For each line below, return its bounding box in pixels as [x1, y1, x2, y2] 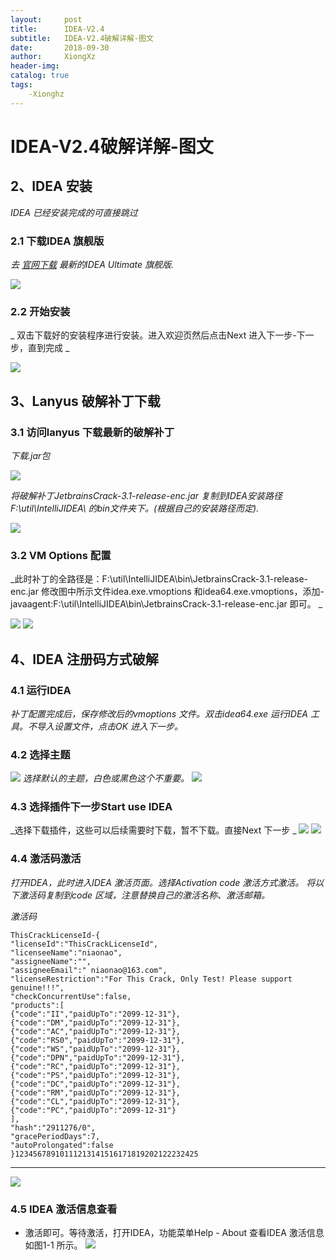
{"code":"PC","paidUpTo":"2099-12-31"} [10, 1105, 177, 1115]
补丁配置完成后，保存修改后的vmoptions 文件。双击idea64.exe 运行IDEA [10, 707, 309, 720]
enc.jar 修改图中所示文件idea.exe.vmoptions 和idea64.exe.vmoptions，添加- [10, 586, 325, 598]
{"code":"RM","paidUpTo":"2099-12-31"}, [10, 1087, 182, 1098]
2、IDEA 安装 [10, 178, 93, 195]
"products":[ [10, 1000, 65, 1010]
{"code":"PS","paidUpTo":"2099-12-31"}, [10, 1070, 182, 1080]
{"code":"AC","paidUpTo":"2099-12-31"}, [10, 1026, 182, 1036]
